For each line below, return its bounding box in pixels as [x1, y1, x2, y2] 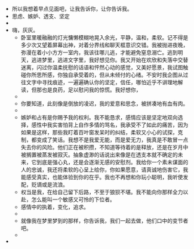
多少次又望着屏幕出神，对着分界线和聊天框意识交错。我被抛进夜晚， [20, 41, 189, 48]
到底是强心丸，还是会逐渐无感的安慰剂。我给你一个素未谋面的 [36, 159, 189, 165]
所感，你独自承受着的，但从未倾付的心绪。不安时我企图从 [41, 71, 183, 78]
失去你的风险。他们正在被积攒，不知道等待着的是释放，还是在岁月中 [20, 144, 189, 150]
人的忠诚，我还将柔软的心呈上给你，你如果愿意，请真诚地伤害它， [20, 166, 183, 173]
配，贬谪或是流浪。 [20, 181, 69, 188]
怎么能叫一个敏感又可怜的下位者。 [31, 196, 115, 203]
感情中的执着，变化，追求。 [20, 204, 90, 210]
